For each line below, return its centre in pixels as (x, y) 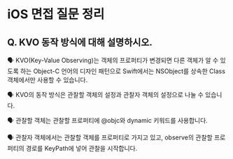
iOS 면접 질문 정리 (56, 14)
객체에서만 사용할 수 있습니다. (48, 80)
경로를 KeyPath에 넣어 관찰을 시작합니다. (82, 148)
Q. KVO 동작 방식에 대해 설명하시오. (80, 42)
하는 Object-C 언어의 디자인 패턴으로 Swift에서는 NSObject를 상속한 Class (123, 71)
